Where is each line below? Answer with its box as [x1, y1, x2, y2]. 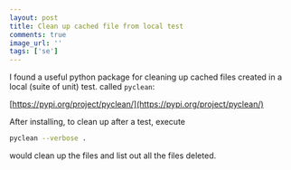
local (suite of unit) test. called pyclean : [9, 81, 155, 92]
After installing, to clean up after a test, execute [9, 117, 186, 127]
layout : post [9, 13, 59, 23]
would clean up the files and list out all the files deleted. [9, 150, 217, 161]
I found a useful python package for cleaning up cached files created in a [9, 71, 283, 82]
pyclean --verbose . [9, 134, 88, 143]
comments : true [9, 30, 67, 39]
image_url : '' [9, 38, 63, 48]
